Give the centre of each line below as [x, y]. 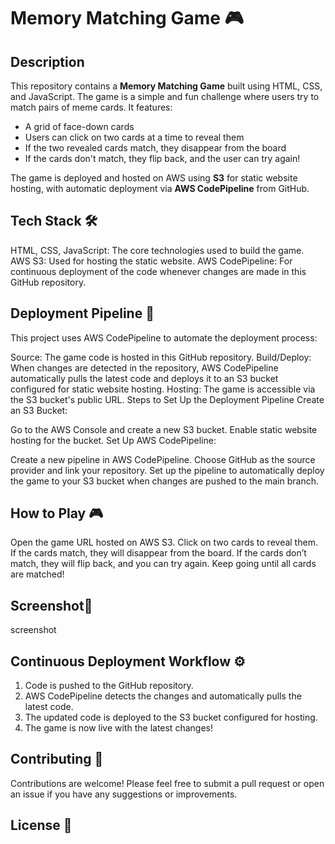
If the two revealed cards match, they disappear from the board [155, 148]
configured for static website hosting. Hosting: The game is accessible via [163, 389]
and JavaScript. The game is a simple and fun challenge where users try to [165, 96]
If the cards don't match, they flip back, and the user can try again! [162, 158]
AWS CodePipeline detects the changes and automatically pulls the [163, 696]
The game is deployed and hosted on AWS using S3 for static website [154, 178]
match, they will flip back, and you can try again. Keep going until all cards [163, 564]
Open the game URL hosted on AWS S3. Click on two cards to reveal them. [164, 542]
